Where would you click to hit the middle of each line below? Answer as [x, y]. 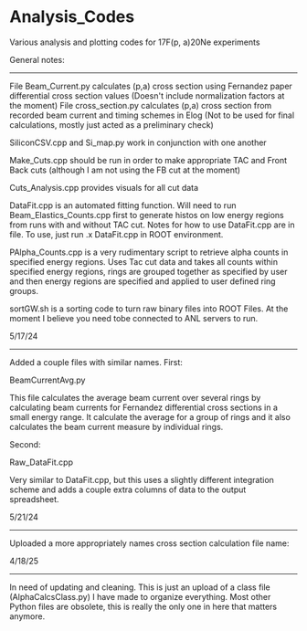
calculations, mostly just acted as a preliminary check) [112, 124]
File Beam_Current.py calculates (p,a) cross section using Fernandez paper [151, 86]
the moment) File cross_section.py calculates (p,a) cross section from [141, 105]
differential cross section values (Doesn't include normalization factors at [147, 95]
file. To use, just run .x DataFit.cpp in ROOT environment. [116, 234]
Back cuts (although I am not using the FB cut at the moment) [125, 170]
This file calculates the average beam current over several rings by [135, 397]
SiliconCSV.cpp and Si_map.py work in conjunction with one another [138, 142]
